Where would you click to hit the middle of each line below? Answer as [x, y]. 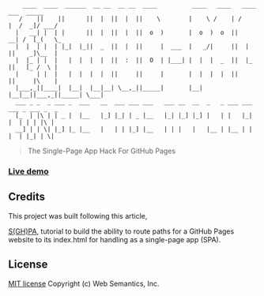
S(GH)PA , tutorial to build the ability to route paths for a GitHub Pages [121, 231]
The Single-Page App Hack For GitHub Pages [102, 151]
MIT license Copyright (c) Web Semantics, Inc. [84, 283]
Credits [27, 197]
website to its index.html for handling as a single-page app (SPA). [115, 239]
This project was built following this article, [78, 215]
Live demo [28, 171]
